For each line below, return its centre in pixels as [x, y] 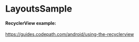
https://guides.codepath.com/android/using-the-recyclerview [70, 34]
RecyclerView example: [31, 23]
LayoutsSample [39, 9]
